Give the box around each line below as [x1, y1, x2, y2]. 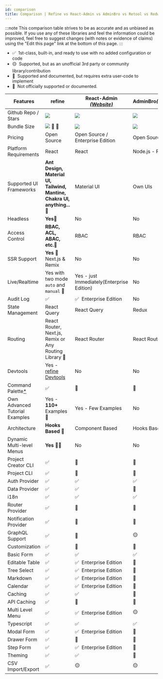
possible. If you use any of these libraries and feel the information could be [5, 30, 155, 36]
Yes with [45, 269, 65, 276]
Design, [45, 165, 63, 171]
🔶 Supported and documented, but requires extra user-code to [12, 73, 139, 79]
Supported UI [7, 180, 38, 187]
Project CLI [7, 470, 33, 476]
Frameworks [7, 186, 36, 193]
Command [7, 382, 32, 389]
